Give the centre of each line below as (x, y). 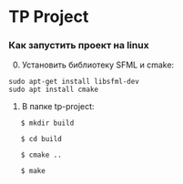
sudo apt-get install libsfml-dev (74, 82)
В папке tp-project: (58, 107)
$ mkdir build (47, 123)
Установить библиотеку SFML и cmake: (98, 65)
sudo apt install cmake (54, 90)
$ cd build (41, 139)
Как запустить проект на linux (79, 46)
